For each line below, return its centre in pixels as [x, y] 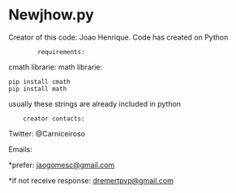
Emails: [20, 149]
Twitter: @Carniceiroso [47, 133]
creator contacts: [54, 119]
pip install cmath [39, 82]
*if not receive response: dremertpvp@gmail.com [91, 180]
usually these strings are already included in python [94, 103]
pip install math [38, 89]
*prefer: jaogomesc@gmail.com [62, 165]
